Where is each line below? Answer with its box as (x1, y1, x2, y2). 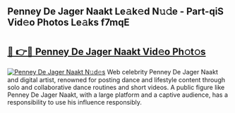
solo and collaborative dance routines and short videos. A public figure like (7, 84, 225, 91)
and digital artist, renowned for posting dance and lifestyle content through (7, 76, 226, 84)
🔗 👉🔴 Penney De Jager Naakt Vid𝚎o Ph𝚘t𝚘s (7, 46, 206, 58)
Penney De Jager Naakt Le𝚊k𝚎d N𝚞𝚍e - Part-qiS (7, 6, 224, 18)
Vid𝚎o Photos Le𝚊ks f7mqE (7, 17, 130, 29)
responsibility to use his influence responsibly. (7, 98, 143, 106)
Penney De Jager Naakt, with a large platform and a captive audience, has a (7, 91, 228, 99)
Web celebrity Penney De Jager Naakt (107, 68, 219, 76)
